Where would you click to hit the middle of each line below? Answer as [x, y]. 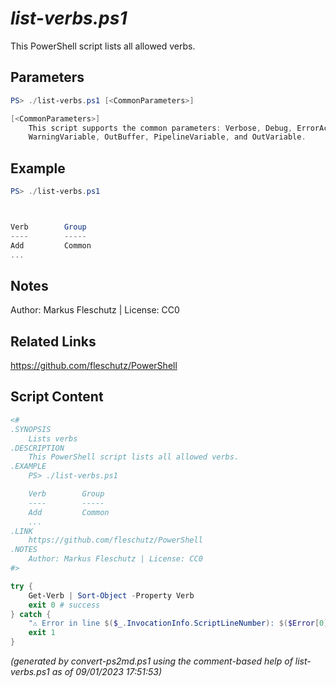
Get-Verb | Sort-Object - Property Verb [111, 595]
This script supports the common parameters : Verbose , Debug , [160, 128]
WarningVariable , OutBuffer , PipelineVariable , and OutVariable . [167, 137]
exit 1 [42, 633]
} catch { [31, 614]
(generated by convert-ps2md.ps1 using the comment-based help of [151, 661]
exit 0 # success [64, 605]
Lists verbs [53, 438]
